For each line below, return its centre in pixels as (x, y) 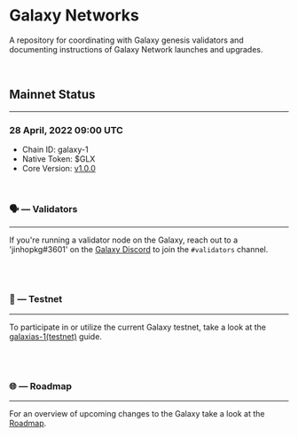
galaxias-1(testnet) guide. (55, 336)
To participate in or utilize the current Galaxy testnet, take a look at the (137, 327)
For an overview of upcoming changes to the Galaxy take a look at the (137, 413)
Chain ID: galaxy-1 (55, 150)
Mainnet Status (52, 95)
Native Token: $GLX (59, 159)
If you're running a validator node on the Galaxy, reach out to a (124, 240)
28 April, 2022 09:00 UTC (67, 130)
